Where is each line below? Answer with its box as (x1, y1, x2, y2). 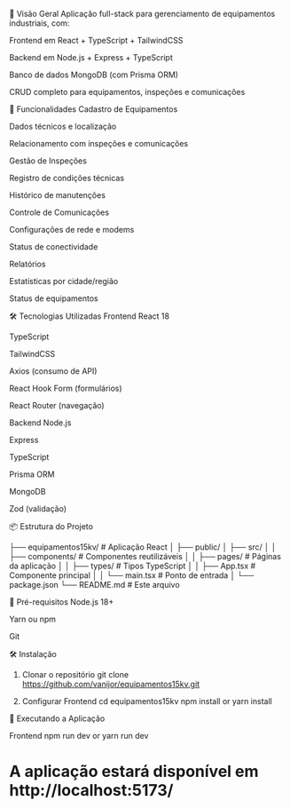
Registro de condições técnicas (9, 173, 125, 183)
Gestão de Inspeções (9, 155, 87, 166)
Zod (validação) (9, 503, 67, 514)
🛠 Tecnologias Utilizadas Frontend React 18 (9, 311, 170, 321)
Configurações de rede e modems (9, 225, 135, 234)
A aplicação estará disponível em (9, 762, 259, 781)
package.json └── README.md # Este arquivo (9, 580, 180, 590)
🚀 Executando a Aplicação (9, 713, 106, 724)
